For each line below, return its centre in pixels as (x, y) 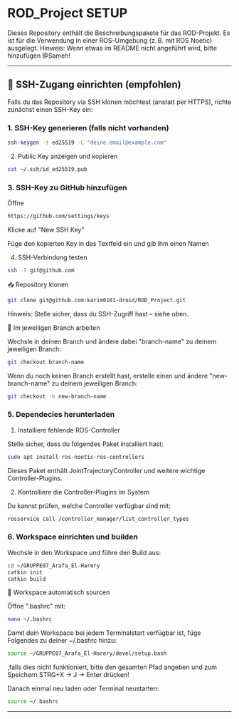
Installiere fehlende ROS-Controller (69, 430)
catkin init (25, 572)
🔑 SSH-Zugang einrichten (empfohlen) (94, 84)
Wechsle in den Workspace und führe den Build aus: (84, 552)
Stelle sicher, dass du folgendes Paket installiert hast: (85, 444)
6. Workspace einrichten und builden (73, 537)
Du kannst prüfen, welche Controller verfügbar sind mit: (89, 506)
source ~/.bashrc (33, 702)
